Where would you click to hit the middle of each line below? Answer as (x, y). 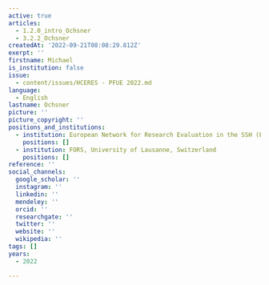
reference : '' (32, 165)
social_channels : (37, 172)
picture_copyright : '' (46, 120)
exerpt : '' (26, 53)
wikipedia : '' (39, 239)
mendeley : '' (37, 202)
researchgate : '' (44, 217)
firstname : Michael (41, 61)
